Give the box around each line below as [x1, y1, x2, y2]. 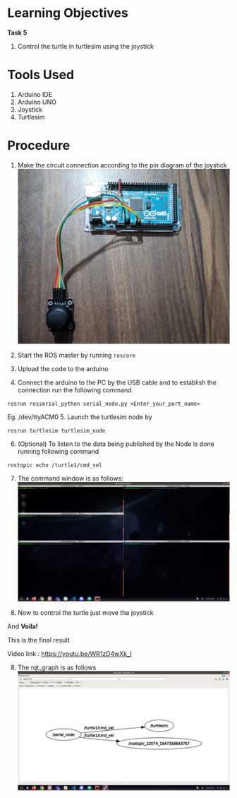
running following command [17, 447, 99, 456]
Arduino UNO [17, 98, 57, 106]
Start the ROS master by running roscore [17, 351, 136, 360]
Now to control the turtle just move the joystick [17, 609, 154, 617]
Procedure [7, 138, 71, 153]
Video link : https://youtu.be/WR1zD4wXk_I [7, 650, 132, 658]
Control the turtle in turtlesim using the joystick [17, 42, 154, 50]
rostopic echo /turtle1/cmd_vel [7, 462, 102, 469]
